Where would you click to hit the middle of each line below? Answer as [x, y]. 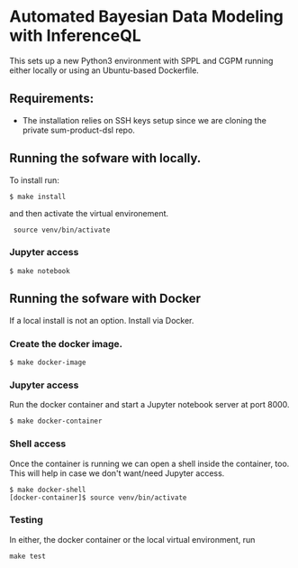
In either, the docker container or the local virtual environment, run [132, 539]
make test [28, 556]
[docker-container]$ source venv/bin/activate [98, 498]
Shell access [38, 444]
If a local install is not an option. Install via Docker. [102, 320]
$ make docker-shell [48, 490]
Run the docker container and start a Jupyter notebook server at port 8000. [149, 405]
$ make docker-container [56, 421]
